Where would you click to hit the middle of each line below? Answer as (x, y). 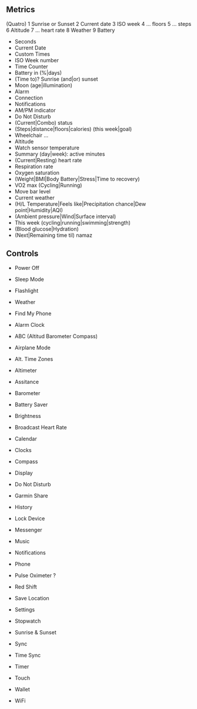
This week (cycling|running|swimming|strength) (73, 222)
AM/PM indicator (35, 110)
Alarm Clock (30, 325)
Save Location (32, 598)
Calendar (26, 439)
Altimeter (26, 370)
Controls (22, 254)
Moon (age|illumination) (43, 85)
